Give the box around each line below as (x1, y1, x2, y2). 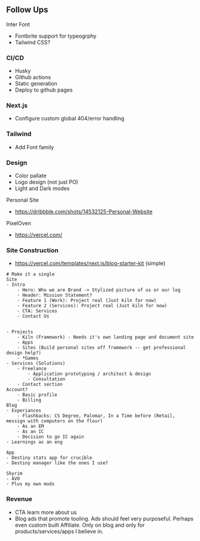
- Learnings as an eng (6, 439, 63, 445)
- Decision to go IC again (17, 434, 84, 440)
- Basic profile (17, 392, 58, 398)
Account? (6, 386, 28, 393)
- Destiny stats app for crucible (6, 455, 93, 461)
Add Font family (14, 143, 54, 150)
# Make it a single (6, 271, 55, 277)
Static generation (14, 80, 58, 87)
